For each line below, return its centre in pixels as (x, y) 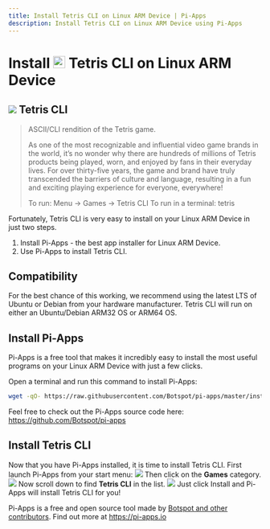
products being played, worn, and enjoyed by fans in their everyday (140, 162)
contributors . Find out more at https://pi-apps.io (88, 516)
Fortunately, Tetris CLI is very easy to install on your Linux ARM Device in (129, 219)
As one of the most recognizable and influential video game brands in (143, 145)
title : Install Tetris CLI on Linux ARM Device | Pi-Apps (107, 16)
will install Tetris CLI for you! (74, 492)
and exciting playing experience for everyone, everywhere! (125, 187)
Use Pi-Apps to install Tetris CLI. (73, 251)
